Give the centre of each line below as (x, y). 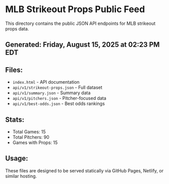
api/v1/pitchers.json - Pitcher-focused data (60, 98)
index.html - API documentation (46, 82)
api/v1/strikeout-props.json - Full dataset (57, 88)
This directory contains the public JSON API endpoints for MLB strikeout (80, 23)
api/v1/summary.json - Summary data (51, 93)
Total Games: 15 (29, 132)
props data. (17, 28)
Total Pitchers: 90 (31, 137)
